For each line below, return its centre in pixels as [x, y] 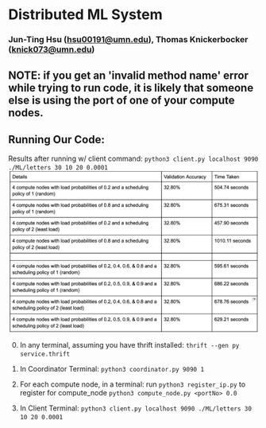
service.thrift [45, 354]
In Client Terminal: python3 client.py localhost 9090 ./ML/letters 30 [136, 408]
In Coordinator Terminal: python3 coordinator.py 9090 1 [112, 368]
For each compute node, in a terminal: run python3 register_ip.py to [133, 384]
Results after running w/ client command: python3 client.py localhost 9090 [133, 159]
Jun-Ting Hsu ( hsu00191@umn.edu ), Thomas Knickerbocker [128, 40]
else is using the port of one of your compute [122, 100]
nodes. [26, 113]
